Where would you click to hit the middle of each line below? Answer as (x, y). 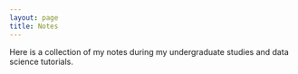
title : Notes (34, 26)
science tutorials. (42, 61)
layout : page (34, 18)
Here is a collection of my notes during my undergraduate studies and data (149, 51)
